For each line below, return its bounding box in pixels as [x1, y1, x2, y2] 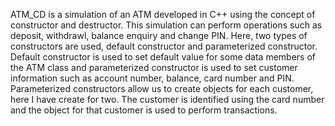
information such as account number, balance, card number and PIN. [10, 72, 295, 84]
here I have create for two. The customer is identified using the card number [10, 94, 325, 105]
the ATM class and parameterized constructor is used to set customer [10, 62, 298, 73]
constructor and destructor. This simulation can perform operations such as [10, 19, 323, 31]
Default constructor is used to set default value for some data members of [10, 51, 316, 63]
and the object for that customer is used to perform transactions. [10, 104, 278, 116]
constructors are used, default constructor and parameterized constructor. [10, 40, 318, 52]
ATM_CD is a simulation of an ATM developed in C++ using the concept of [10, 9, 316, 20]
